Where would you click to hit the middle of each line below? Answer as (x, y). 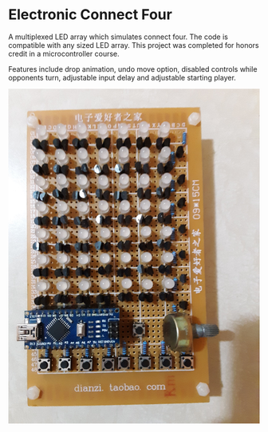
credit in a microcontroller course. (64, 53)
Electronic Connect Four (91, 15)
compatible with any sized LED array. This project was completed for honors (134, 45)
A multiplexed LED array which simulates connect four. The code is (118, 37)
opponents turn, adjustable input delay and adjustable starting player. (122, 77)
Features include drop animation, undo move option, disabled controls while (133, 69)
